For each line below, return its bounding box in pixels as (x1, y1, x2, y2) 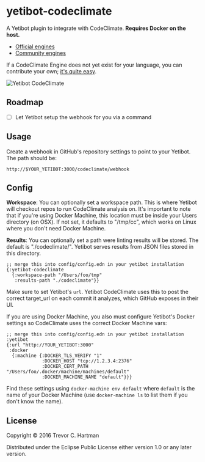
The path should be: (6, 154, 57, 161)
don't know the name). (6, 398, 63, 405)
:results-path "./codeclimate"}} (14, 277, 99, 284)
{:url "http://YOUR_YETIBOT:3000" (6, 342, 95, 348)
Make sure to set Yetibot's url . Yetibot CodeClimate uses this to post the (6, 288, 189, 296)
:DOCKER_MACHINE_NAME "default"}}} (41, 374, 132, 380)
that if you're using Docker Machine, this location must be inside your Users (6, 212, 197, 219)
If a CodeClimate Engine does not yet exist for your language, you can (6, 61, 182, 68)
